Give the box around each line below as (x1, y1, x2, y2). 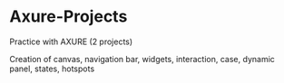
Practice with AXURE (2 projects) (9, 36, 133, 47)
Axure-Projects (9, 6, 128, 27)
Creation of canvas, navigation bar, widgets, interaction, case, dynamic (9, 53, 275, 64)
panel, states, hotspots (9, 63, 95, 74)
